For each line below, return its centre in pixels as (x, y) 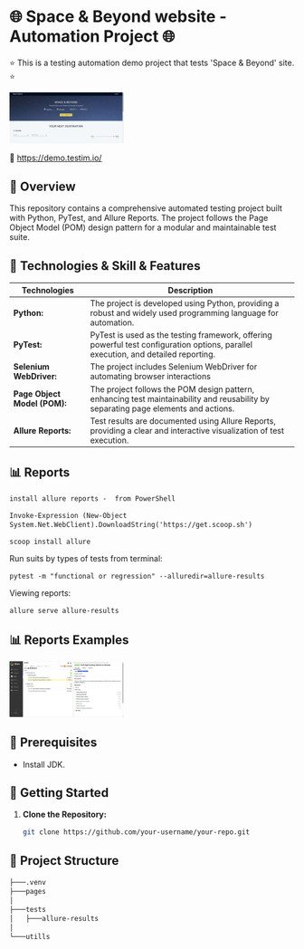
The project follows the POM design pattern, (172, 389)
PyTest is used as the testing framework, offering (181, 335)
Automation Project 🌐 (92, 37)
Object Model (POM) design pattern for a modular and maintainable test (143, 227)
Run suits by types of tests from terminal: (86, 559)
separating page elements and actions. (162, 408)
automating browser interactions (150, 377)
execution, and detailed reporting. (152, 354)
